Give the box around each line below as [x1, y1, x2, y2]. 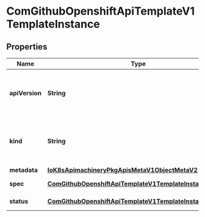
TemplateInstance [6, 17, 101, 31]
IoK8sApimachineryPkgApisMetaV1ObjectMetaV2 [47, 166, 198, 174]
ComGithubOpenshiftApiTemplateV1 [6, 4, 195, 18]
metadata [9, 166, 38, 174]
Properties [6, 41, 48, 52]
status [9, 197, 29, 205]
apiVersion [9, 89, 41, 97]
